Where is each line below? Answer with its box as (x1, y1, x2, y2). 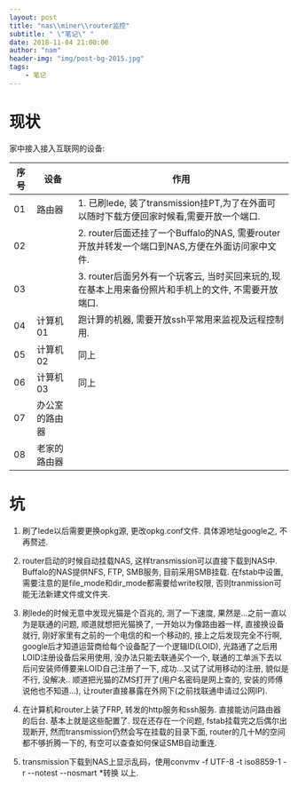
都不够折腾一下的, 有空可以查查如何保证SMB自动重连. (21, 737, 217, 748)
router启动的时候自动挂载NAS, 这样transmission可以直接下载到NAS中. (21, 555, 278, 566)
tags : (9, 63, 29, 72)
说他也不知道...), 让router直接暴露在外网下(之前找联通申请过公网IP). (21, 685, 268, 695)
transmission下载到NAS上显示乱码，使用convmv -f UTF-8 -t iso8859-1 (21, 756, 281, 766)
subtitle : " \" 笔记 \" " (9, 29, 95, 38)
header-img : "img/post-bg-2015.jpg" (9, 54, 145, 63)
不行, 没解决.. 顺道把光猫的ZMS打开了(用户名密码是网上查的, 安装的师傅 (21, 674, 284, 685)
